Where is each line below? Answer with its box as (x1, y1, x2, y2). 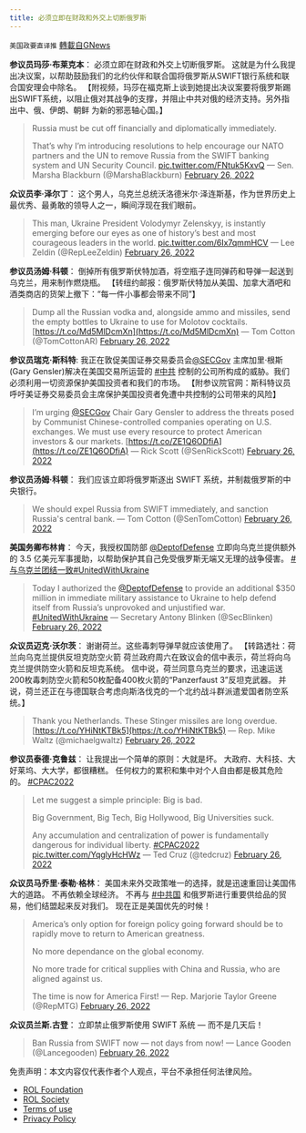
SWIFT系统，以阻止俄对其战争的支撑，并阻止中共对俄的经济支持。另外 (16, 93, 282, 104)
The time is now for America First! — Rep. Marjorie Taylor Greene (31, 990, 278, 1002)
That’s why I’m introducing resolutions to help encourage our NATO (31, 140, 284, 151)
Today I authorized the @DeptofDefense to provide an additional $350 (31, 582, 296, 593)
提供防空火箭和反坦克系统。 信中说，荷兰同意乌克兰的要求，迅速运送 (25, 662, 283, 674)
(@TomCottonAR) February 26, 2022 (31, 335, 170, 346)
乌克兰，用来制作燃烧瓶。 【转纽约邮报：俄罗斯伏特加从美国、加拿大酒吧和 (9, 277, 291, 288)
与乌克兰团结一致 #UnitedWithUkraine (9, 564, 150, 575)
